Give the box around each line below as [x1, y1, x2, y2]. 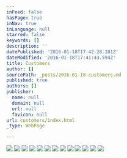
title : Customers [6, 60, 51, 66]
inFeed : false [6, 9, 43, 15]
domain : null [12, 100, 45, 106]
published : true [6, 77, 48, 83]
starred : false [6, 32, 45, 38]
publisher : [6, 89, 34, 95]
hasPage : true [6, 15, 43, 21]
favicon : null [12, 111, 48, 118]
